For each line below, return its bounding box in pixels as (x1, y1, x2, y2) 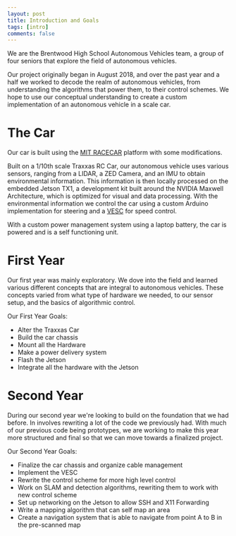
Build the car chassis (17, 333, 79, 342)
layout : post (7, 10, 46, 18)
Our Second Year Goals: (7, 447, 77, 456)
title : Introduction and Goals (7, 17, 99, 24)
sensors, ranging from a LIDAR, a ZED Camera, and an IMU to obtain (7, 170, 206, 178)
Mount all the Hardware (17, 341, 86, 349)
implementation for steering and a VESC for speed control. (7, 207, 178, 216)
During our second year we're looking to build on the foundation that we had (7, 411, 229, 420)
